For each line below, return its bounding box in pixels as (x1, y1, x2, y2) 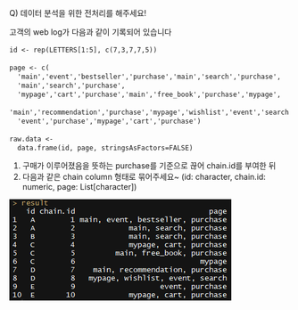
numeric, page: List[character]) (21, 182, 137, 192)
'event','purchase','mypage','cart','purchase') (17, 117, 202, 126)
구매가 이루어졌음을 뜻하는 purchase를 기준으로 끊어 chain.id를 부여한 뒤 (21, 160, 277, 171)
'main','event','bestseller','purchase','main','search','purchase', (17, 72, 281, 81)
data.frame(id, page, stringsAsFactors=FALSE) (17, 143, 194, 152)
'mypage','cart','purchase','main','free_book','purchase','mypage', (17, 90, 281, 99)
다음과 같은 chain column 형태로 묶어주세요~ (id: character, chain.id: (21, 172, 266, 182)
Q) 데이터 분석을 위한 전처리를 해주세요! (9, 8, 147, 18)
